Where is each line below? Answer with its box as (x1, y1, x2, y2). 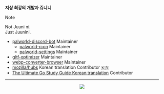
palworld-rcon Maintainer (19, 44, 71, 49)
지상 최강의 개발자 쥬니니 (5, 5, 52, 10)
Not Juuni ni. (5, 24, 31, 30)
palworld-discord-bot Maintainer (12, 38, 78, 44)
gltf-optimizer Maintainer (12, 54, 62, 60)
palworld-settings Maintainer (19, 49, 78, 55)
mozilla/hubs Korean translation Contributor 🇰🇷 (12, 64, 109, 70)
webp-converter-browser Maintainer (12, 59, 86, 65)
